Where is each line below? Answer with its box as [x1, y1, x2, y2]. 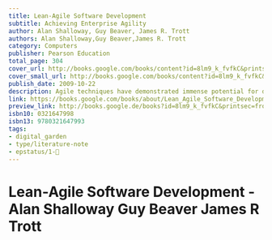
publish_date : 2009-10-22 [8, 79, 96, 88]
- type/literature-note [8, 139, 89, 148]
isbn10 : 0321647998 [8, 110, 74, 118]
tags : [8, 125, 27, 133]
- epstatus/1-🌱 [8, 148, 60, 156]
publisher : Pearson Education [8, 49, 111, 58]
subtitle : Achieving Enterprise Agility [8, 19, 147, 28]
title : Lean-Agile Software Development [8, 11, 147, 20]
